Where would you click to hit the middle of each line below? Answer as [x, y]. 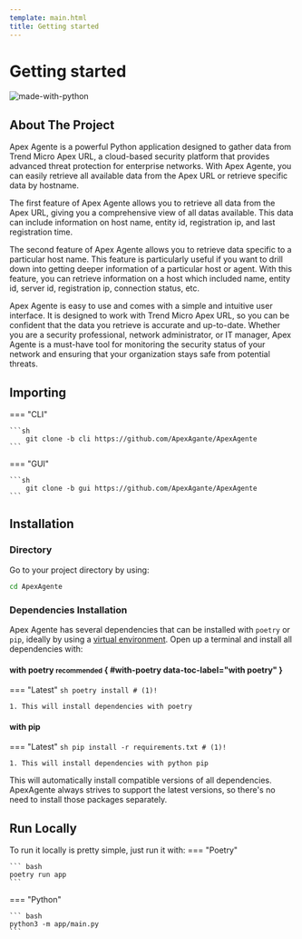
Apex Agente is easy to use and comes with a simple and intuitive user [141, 306]
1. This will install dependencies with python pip [109, 764]
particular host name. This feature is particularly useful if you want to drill [146, 259]
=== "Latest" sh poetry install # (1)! [83, 690]
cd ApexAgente [36, 586]
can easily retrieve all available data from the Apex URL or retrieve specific [149, 176]
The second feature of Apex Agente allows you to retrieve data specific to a [151, 250]
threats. [24, 364]
